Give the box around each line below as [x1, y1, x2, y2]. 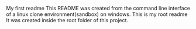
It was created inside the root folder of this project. [6, 17, 129, 23]
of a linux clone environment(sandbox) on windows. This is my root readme [6, 11, 188, 18]
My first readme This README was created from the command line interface [6, 5, 190, 11]
